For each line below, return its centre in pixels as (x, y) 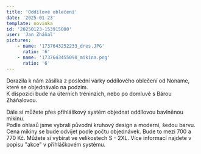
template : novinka (30, 23)
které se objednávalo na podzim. (47, 87)
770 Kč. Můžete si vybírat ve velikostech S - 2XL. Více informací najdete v (99, 137)
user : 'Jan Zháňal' (31, 35)
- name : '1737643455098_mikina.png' (64, 57)
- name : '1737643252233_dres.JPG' (61, 46)
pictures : (19, 40)
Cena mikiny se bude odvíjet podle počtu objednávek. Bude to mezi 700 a (99, 131)
